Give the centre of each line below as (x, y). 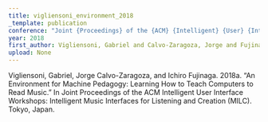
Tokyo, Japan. (32, 109)
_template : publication (48, 23)
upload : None (30, 53)
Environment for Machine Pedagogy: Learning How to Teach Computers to (131, 84)
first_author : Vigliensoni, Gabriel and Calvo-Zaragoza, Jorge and (123, 45)
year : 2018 (26, 38)
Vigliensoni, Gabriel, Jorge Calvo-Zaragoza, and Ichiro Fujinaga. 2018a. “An (132, 75)
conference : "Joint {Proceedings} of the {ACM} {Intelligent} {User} (126, 30)
